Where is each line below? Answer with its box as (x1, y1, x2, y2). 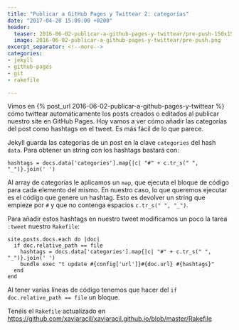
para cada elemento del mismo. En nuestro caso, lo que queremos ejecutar (7, 186, 228, 194)
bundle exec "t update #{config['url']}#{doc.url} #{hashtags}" (20, 260, 215, 268)
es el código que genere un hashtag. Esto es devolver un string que (7, 193, 206, 202)
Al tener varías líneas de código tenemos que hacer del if (7, 285, 178, 295)
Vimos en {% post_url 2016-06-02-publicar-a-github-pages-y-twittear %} (7, 102, 225, 111)
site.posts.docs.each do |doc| (7, 236, 100, 243)
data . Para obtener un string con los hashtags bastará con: (7, 146, 179, 155)
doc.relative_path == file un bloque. (7, 293, 120, 302)
